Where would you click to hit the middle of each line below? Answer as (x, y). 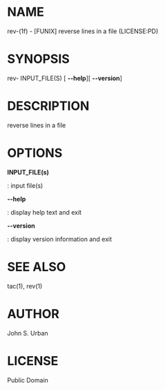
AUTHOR (33, 314)
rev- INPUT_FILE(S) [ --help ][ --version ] (65, 78)
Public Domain (28, 380)
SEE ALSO (37, 267)
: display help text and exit (44, 212)
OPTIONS (35, 153)
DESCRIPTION (48, 106)
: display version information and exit (60, 239)
